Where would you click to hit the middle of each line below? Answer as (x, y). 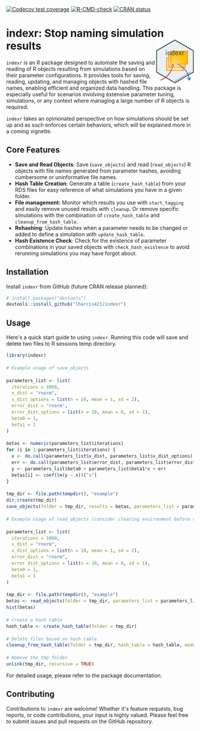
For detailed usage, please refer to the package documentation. (84, 675)
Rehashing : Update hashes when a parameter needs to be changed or (101, 228)
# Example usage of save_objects (48, 368)
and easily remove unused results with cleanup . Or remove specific (97, 208)
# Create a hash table (34, 620)
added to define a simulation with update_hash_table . (80, 234)
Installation (27, 272)
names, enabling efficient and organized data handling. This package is (94, 88)
